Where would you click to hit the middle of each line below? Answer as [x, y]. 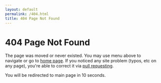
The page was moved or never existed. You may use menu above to [73, 55]
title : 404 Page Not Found [32, 18]
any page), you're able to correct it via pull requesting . [59, 66]
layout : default [21, 9]
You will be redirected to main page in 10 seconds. [55, 75]
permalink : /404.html [27, 14]
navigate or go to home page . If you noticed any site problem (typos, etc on [81, 61]
